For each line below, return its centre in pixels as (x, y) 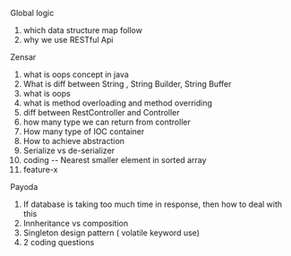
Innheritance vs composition (76, 223)
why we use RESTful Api (68, 40)
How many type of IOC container (84, 132)
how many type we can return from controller (107, 122)
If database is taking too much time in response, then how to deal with (153, 204)
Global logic (32, 13)
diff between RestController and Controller (101, 112)
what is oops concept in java (76, 74)
